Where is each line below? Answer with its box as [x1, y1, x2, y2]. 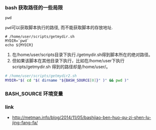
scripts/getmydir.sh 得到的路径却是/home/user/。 [12, 64, 110, 70]
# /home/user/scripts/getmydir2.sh [5, 73, 77, 78]
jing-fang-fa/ [12, 120, 38, 126]
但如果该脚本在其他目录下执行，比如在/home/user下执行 [12, 58, 125, 64]
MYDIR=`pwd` [5, 39, 29, 43]
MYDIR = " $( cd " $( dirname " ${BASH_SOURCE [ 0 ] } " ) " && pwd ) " [5, 78, 129, 83]
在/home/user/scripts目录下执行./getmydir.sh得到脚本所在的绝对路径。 [12, 52, 153, 58]
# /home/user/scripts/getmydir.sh [5, 34, 75, 39]
